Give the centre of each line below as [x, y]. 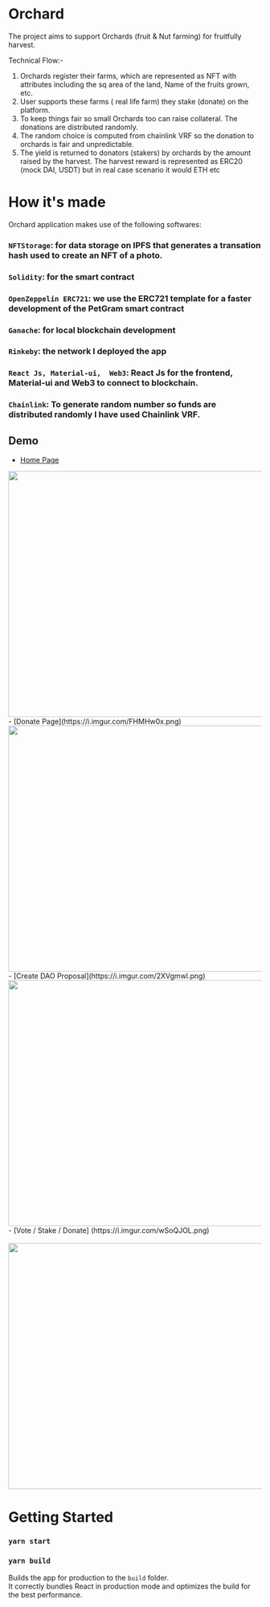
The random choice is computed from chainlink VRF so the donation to [137, 135]
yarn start [29, 1542]
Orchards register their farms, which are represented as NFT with [128, 75]
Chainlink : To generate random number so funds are [112, 405]
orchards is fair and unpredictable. [77, 144]
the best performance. [45, 1594]
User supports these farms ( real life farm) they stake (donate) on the [134, 101]
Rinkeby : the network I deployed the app [88, 352]
